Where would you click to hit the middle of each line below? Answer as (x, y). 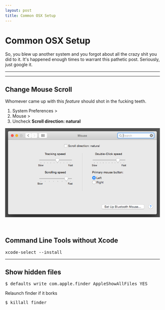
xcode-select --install (34, 252)
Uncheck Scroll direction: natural (46, 121)
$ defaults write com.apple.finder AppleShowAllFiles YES (76, 284)
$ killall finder (26, 303)
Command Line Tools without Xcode (62, 241)
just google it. (19, 65)
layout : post (18, 10)
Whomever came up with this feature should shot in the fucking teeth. (76, 102)
